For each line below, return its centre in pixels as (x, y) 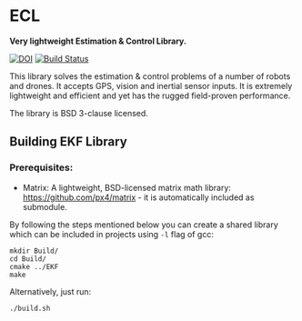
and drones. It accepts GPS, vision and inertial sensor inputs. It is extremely (151, 85)
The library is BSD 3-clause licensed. (79, 113)
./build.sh (30, 308)
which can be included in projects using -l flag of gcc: (111, 234)
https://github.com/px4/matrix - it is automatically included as (138, 197)
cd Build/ (28, 259)
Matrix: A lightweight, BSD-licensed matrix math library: (127, 187)
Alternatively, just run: (50, 291)
